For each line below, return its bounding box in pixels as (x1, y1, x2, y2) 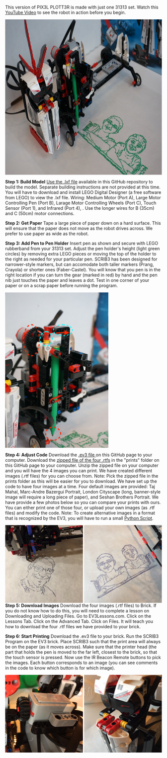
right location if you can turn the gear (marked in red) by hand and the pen (5, 272, 158, 278)
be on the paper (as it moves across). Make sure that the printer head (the (5, 644, 157, 650)
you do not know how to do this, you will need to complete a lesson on (5, 608, 150, 613)
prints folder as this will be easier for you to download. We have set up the (5, 478, 158, 484)
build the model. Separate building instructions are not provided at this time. (5, 184, 161, 190)
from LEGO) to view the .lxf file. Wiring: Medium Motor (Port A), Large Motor (5, 195, 162, 200)
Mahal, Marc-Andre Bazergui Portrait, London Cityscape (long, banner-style (5, 489, 161, 495)
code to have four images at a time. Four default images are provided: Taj (5, 484, 155, 489)
